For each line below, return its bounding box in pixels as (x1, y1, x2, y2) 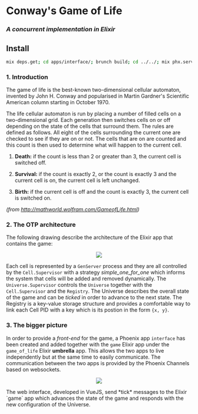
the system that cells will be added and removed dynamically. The (6, 275, 167, 282)
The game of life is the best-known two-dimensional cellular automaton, (6, 87, 181, 94)
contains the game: (6, 240, 53, 247)
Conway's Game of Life (6, 4, 123, 18)
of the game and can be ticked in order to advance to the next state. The (6, 294, 183, 301)
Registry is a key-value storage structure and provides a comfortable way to (6, 300, 190, 307)
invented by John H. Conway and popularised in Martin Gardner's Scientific (6, 92, 190, 100)
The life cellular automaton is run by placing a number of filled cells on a (6, 110, 181, 117)
